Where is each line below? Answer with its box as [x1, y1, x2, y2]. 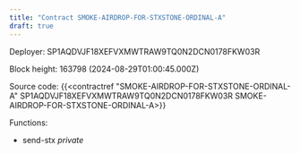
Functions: [9, 117, 48, 128]
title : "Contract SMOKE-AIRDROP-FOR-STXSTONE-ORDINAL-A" [9, 13, 227, 22]
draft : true [9, 21, 54, 30]
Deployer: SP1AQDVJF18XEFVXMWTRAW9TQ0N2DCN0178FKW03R [9, 46, 261, 56]
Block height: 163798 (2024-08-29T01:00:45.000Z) [9, 64, 200, 74]
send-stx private [21, 134, 84, 145]
